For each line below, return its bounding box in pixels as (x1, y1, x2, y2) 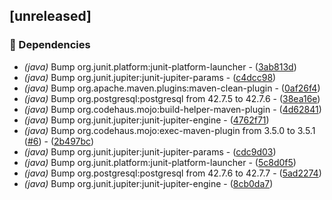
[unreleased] (9, 8, 92, 25)
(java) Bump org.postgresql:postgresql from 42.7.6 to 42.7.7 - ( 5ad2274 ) (23, 167, 322, 179)
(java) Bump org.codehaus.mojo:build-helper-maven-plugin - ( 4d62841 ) (23, 103, 322, 115)
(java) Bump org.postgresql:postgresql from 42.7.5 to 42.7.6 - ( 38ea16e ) (23, 92, 321, 104)
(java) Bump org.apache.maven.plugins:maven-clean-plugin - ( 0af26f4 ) (23, 82, 321, 94)
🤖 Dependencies (9, 38, 91, 52)
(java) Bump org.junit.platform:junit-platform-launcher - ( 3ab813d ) (23, 60, 297, 73)
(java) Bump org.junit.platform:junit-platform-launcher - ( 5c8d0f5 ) (23, 156, 297, 168)
